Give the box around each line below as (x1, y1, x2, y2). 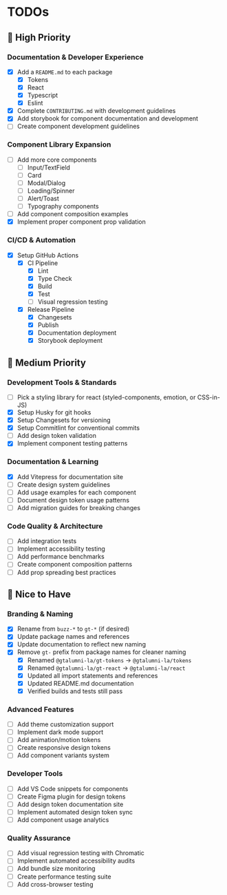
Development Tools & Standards (7, 377, 117, 387)
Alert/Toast (27, 194, 60, 202)
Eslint (27, 99, 43, 107)
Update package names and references (17, 633, 130, 641)
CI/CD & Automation (7, 235, 76, 245)
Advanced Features (7, 704, 74, 714)
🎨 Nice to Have (7, 588, 71, 600)
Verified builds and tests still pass (27, 686, 123, 695)
